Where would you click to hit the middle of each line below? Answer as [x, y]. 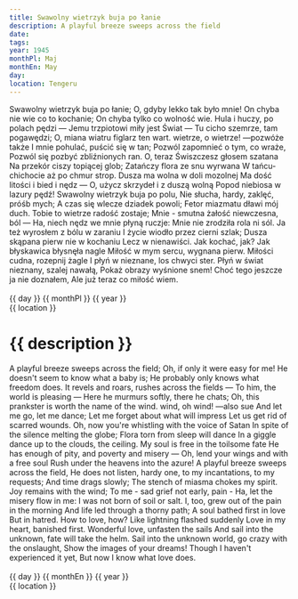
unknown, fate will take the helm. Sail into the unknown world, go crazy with [148, 538]
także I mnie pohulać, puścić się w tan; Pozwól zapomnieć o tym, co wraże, [148, 147]
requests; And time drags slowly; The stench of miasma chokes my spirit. [144, 482]
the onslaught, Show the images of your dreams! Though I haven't [130, 547]
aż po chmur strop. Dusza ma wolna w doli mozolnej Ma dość [160, 175]
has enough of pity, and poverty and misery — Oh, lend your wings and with [149, 453]
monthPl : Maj [33, 59]
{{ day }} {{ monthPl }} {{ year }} [68, 298]
